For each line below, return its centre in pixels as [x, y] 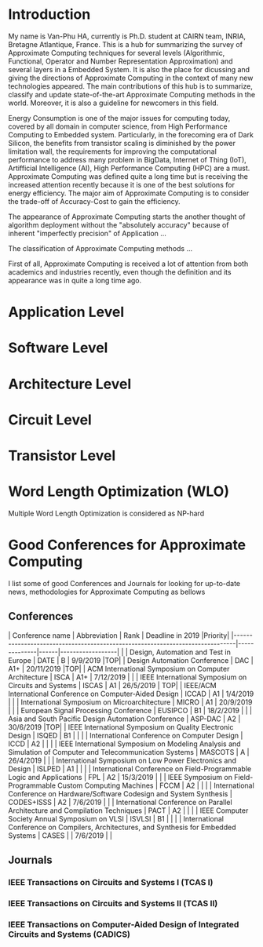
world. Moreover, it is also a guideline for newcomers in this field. [113, 103]
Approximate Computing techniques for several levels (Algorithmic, [117, 53]
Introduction [49, 15]
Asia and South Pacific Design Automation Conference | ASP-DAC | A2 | [124, 719]
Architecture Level [70, 384]
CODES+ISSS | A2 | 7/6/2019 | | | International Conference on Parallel [121, 802]
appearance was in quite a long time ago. [75, 280]
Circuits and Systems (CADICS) [69, 934]
